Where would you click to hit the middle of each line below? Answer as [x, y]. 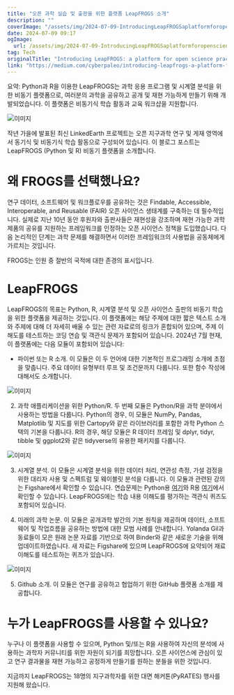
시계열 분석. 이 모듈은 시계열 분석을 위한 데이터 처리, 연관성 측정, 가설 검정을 [120, 470]
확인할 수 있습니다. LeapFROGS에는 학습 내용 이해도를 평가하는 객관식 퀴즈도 [122, 496]
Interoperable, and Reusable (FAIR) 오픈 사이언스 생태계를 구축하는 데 [103, 210]
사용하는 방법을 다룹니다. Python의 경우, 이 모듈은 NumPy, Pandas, [109, 414]
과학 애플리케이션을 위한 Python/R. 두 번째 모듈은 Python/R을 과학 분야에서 [120, 405]
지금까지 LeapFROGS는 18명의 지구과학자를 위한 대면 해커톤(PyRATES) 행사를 [114, 676]
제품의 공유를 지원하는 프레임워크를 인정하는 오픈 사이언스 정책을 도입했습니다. [113, 228]
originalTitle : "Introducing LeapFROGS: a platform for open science [110, 59]
